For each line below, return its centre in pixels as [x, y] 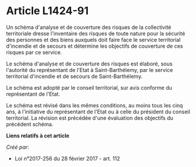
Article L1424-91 [48, 11]
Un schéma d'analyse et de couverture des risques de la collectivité [89, 27]
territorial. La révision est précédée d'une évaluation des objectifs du [90, 118]
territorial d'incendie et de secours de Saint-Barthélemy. [74, 76]
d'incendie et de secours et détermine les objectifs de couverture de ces [95, 46]
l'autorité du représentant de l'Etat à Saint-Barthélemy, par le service [89, 70]
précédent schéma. [30, 124]
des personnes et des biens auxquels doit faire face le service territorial [94, 40]
